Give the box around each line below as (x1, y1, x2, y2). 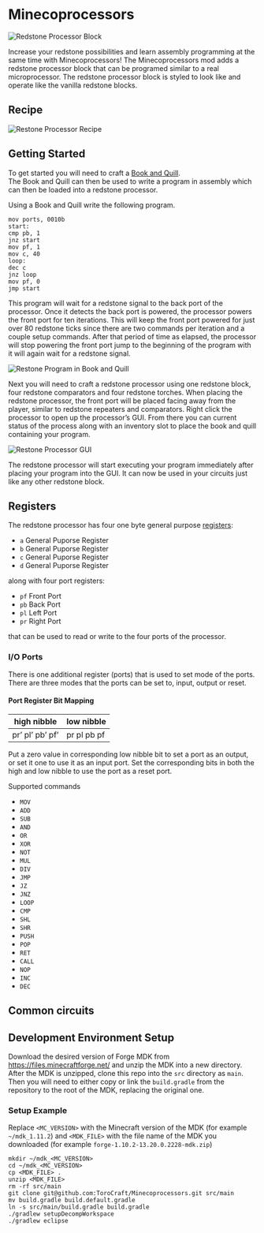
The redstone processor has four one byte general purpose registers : (8, 521, 234, 530)
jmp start (8, 284, 41, 293)
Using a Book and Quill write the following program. (8, 200, 176, 210)
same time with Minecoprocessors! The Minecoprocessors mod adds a (8, 55, 239, 65)
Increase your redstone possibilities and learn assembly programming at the (8, 47, 255, 56)
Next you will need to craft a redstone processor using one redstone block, (8, 379, 251, 388)
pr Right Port (19, 617, 61, 626)
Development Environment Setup (8, 1031, 175, 1044)
